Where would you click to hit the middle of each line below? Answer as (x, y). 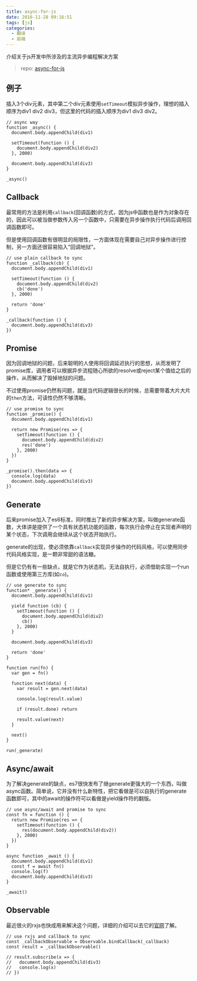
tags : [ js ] (19, 22)
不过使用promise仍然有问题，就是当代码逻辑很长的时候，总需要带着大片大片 (98, 391)
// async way (22, 122)
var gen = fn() (30, 673)
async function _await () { (41, 856)
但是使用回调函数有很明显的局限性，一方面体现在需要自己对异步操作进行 (94, 239)
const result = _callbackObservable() (54, 947)
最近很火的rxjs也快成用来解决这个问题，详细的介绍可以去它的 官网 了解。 (93, 925)
